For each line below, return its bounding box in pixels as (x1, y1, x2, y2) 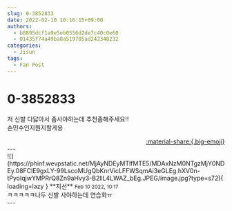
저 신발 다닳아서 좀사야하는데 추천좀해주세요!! (7, 114, 129, 123)
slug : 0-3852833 (7, 10, 54, 17)
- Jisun (13, 49, 36, 56)
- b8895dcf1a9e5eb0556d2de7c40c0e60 (13, 29, 119, 37)
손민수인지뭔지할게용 (7, 123, 64, 132)
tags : (7, 55, 23, 62)
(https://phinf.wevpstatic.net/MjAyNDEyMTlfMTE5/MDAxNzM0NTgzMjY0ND (7, 159, 225, 168)
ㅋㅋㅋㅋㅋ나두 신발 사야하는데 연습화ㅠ (7, 190, 113, 199)
